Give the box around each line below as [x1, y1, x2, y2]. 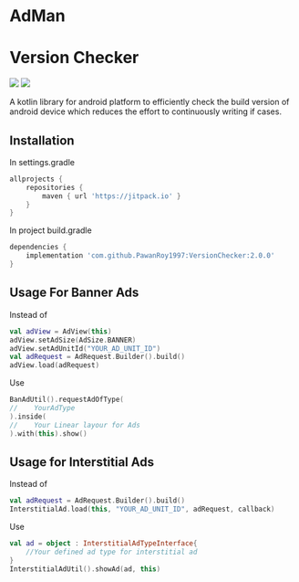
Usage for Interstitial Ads [9, 454, 155, 470]
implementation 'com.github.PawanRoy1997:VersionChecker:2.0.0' [26, 251, 275, 260]
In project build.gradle [9, 225, 93, 236]
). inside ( [9, 412, 47, 421]
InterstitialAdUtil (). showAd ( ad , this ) [9, 564, 161, 574]
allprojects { [9, 175, 64, 184]
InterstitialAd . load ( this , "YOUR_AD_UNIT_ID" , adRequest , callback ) [9, 504, 275, 514]
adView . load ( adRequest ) [9, 361, 100, 370]
